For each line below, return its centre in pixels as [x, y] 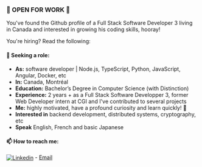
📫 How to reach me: [33, 141]
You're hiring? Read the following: [49, 41]
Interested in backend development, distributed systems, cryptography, [105, 114]
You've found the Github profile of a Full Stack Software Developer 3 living [99, 23]
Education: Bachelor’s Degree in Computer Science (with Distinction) [102, 88]
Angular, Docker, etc [41, 75]
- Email [44, 157]
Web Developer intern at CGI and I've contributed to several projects [101, 101]
